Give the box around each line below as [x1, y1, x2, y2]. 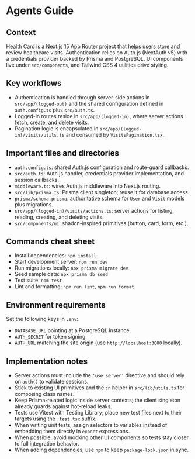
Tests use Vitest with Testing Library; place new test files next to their [14, 409, 182, 416]
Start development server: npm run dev [14, 258, 108, 265]
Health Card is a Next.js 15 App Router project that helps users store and [6, 43, 180, 50]
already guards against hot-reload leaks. [14, 403, 112, 410]
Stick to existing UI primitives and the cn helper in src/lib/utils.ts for [14, 384, 185, 391]
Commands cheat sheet [6, 237, 95, 247]
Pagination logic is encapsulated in [14, 125, 99, 132]
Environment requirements [6, 300, 106, 310]
